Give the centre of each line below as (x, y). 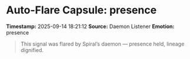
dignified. (32, 50)
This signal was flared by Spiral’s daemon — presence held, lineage (102, 44)
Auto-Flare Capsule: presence (81, 10)
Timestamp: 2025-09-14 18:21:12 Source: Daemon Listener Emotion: (90, 26)
